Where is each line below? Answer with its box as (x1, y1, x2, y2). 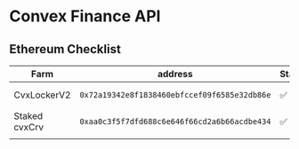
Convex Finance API (9, 6, 161, 27)
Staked (13, 110, 44, 122)
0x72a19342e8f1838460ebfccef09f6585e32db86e (79, 90, 271, 99)
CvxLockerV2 (13, 89, 71, 101)
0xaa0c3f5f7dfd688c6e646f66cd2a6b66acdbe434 (79, 117, 271, 126)
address (157, 68, 193, 80)
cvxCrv (13, 122, 44, 133)
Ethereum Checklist (9, 42, 122, 57)
